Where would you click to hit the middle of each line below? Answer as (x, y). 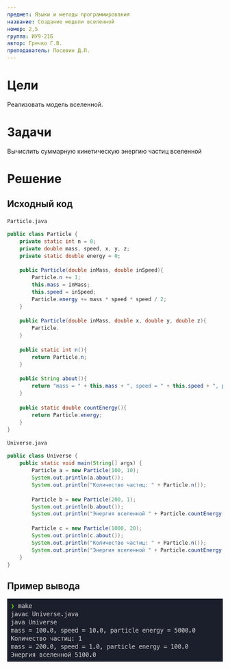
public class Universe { (42, 456)
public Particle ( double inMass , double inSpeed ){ (92, 270)
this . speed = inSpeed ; (64, 292)
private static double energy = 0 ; (70, 256)
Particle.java (27, 221)
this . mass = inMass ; (61, 285)
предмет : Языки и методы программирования (68, 14)
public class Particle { (42, 234)
